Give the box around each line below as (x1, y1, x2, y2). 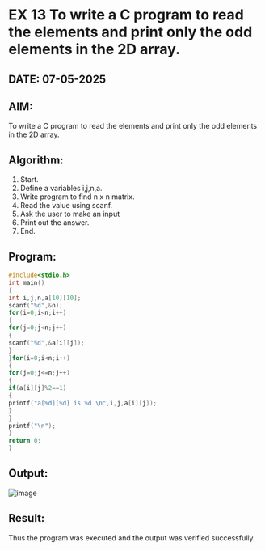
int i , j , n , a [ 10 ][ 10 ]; (8, 294, 82, 302)
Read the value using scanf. (19, 201, 113, 210)
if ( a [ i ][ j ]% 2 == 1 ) (8, 384, 67, 392)
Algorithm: (8, 153, 64, 167)
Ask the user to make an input (19, 209, 120, 219)
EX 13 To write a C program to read (8, 6, 244, 24)
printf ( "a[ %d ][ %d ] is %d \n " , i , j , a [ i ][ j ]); (8, 399, 158, 407)
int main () (8, 278, 45, 286)
